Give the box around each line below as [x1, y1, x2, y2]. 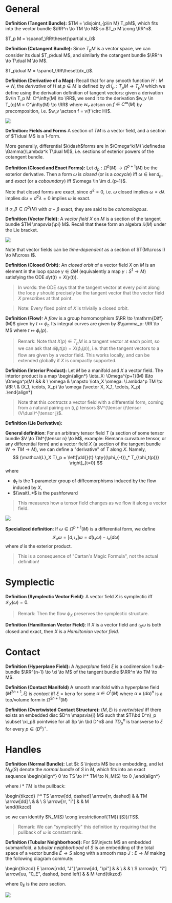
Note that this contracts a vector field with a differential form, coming [17, 399, 164, 405]
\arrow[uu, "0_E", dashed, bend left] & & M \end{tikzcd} [5, 871, 122, 877]
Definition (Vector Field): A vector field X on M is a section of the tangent [5, 216, 161, 222]
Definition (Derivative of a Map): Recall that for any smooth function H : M [5, 77, 163, 84]
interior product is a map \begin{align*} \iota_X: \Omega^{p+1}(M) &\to [5, 373, 154, 379]
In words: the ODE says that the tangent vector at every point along [17, 284, 160, 290]
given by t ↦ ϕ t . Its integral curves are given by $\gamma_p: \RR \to [16, 320, 160, 328]
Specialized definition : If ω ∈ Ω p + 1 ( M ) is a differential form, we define [5, 524, 156, 532]
